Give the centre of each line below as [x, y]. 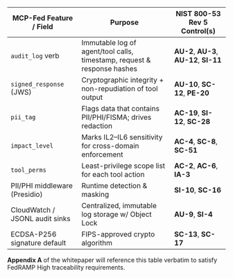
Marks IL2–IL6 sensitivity [122, 137]
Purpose [124, 22]
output [92, 97]
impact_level [32, 146]
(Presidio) [27, 194]
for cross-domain [110, 146]
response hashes [109, 69]
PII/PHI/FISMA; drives [116, 117]
